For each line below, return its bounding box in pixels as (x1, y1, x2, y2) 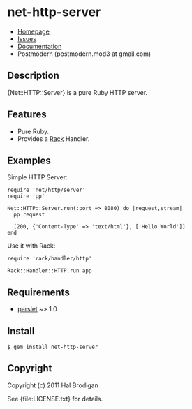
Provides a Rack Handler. (17, 134, 90, 143)
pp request (13, 211, 45, 218)
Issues (17, 34, 37, 43)
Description (7, 70, 59, 82)
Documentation (17, 42, 62, 50)
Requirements (7, 286, 70, 298)
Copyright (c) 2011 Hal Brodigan (7, 381, 99, 389)
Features (7, 109, 47, 121)
